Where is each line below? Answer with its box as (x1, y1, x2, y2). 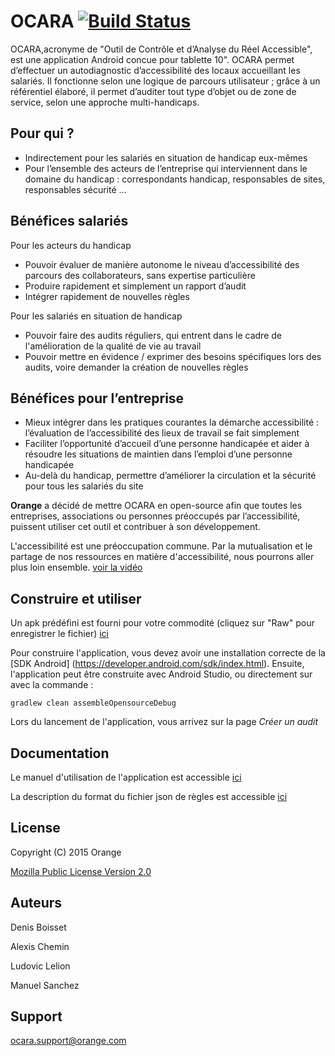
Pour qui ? (10, 125, 75, 142)
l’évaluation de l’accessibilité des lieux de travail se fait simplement (24, 427, 300, 439)
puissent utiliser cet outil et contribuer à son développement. (10, 521, 261, 533)
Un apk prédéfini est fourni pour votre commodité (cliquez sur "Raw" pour (10, 617, 315, 629)
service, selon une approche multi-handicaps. (10, 96, 200, 108)
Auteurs (10, 895, 63, 912)
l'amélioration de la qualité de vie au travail (24, 340, 202, 352)
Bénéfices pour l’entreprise (10, 390, 185, 407)
